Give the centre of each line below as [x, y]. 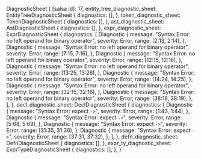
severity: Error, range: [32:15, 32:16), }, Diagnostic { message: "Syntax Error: [100, 92]
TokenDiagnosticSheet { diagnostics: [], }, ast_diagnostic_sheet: [85, 21]
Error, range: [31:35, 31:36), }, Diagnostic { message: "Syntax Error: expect [98, 130]
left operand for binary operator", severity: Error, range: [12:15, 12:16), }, [94, 60]
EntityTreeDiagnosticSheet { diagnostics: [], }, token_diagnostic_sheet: [93, 15]
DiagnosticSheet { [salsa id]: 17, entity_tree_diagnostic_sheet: [82, 9]
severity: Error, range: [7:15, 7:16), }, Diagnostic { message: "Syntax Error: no [101, 53]
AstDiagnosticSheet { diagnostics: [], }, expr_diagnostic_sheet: [84, 28]
